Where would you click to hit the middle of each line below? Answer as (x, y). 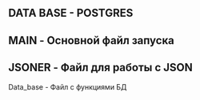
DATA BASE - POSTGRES (71, 13)
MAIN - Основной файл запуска (91, 40)
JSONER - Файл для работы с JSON (101, 68)
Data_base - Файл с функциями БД (68, 86)
